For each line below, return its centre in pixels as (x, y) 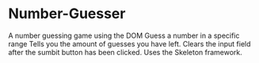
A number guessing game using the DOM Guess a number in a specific (124, 35)
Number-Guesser (67, 14)
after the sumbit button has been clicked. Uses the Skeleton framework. (126, 52)
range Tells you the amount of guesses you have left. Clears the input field (129, 43)
